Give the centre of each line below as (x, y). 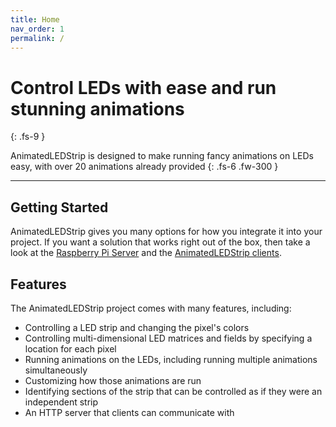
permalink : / (37, 38)
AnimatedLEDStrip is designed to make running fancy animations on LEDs (162, 156)
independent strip (61, 402)
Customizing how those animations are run (113, 380)
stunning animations (97, 108)
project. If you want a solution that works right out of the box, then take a (160, 242)
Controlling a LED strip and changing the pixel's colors (137, 327)
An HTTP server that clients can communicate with (129, 412)
